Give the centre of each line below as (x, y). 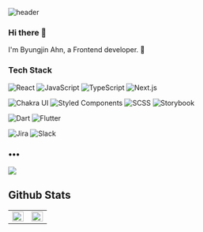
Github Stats (39, 195)
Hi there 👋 (28, 32)
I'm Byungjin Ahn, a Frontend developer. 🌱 (77, 50)
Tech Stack (30, 70)
